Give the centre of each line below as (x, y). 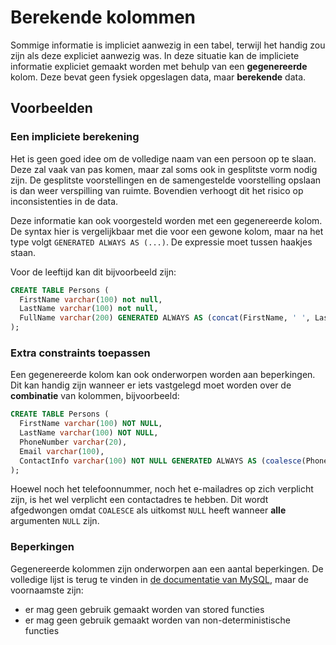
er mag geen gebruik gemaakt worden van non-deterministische (157, 620)
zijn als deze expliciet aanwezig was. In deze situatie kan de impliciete (155, 55)
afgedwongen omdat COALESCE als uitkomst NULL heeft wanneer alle (148, 510)
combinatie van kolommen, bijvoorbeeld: (95, 396)
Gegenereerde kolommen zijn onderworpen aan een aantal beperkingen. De (167, 568)
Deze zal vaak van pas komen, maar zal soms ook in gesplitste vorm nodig (164, 169)
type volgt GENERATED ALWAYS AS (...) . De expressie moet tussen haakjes (161, 242)
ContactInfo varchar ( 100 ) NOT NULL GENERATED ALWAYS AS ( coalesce (160, 461)
